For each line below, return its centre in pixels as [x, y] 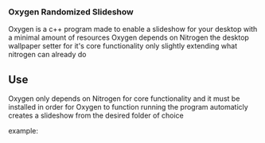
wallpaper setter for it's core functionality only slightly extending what [123, 46]
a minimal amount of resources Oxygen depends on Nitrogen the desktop [129, 37]
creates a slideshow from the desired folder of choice [96, 116]
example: [23, 131]
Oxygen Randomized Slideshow [71, 12]
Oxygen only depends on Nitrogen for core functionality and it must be [124, 99]
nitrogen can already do [47, 55]
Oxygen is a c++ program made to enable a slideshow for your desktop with [133, 29]
